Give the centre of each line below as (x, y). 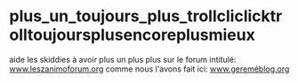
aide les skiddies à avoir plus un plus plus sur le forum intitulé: (123, 59)
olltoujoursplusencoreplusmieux (132, 35)
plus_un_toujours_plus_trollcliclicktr (146, 16)
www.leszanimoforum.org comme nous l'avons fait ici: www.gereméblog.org (149, 69)
